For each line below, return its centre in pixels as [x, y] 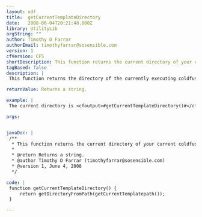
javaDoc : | [20, 132]
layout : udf [21, 12]
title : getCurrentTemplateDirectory [54, 17]
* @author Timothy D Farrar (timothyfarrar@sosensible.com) [88, 161]
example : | [20, 100]
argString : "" [24, 34]
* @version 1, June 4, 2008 [47, 166]
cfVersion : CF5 [25, 56]
